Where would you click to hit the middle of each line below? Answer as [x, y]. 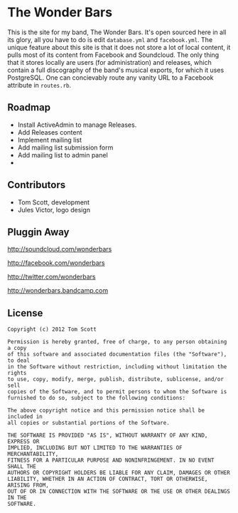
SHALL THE [22, 467]
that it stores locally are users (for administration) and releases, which [109, 62]
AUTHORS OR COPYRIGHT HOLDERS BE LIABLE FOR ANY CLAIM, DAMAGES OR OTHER [119, 473]
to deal [19, 361]
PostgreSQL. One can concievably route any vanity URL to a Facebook [110, 77]
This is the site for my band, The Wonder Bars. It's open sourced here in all [117, 32]
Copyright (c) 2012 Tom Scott [52, 330]
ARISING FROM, [28, 485]
